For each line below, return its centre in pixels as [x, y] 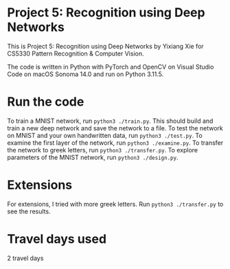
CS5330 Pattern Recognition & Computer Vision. [76, 54]
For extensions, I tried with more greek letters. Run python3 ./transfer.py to [115, 204]
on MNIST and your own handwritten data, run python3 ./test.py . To [105, 135]
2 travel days [25, 258]
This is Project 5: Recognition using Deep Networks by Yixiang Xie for [105, 46]
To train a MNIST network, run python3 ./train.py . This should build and [110, 121]
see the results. [29, 211]
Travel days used [57, 239]
